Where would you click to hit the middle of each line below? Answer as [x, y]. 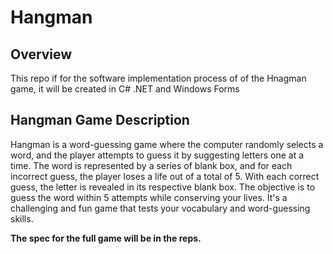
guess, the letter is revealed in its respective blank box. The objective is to [163, 187]
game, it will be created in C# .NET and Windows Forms [125, 89]
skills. [22, 218]
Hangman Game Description [100, 120]
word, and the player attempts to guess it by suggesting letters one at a [157, 155]
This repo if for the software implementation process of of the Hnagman [158, 78]
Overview [41, 54]
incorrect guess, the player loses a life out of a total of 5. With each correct [165, 176]
